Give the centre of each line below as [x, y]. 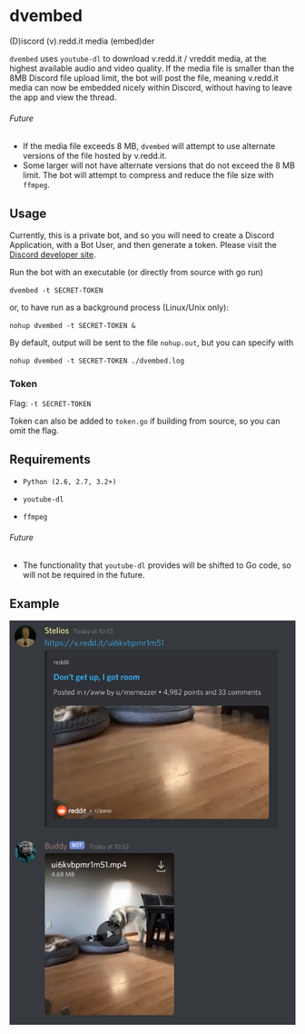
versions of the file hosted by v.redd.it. [95, 156]
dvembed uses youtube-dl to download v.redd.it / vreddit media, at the [138, 58]
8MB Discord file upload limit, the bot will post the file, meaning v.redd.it [144, 77]
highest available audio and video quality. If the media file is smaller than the [152, 68]
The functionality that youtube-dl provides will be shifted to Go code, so [157, 565]
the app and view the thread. [63, 97]
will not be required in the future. [84, 575]
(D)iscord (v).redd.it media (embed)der [82, 41]
